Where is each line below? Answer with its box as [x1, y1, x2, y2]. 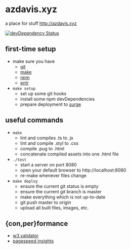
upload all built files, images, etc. [20, 204, 89, 211]
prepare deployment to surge [20, 101, 81, 107]
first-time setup [5, 45, 57, 54]
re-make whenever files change [20, 172, 87, 178]
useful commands [5, 116, 64, 124]
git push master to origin [20, 199, 72, 205]
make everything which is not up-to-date [20, 194, 106, 200]
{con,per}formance [5, 219, 68, 228]
